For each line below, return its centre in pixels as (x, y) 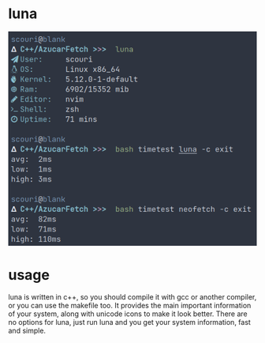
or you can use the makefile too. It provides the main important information (130, 305)
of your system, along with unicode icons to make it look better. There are (128, 314)
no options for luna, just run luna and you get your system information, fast (129, 322)
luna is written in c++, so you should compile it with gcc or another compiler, (132, 296)
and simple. (27, 330)
